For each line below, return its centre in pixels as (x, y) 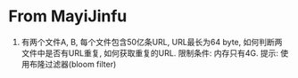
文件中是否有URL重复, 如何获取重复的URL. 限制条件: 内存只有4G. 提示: (149, 53)
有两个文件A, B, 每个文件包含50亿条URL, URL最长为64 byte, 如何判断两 (152, 42)
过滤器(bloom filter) (81, 64)
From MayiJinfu (68, 16)
